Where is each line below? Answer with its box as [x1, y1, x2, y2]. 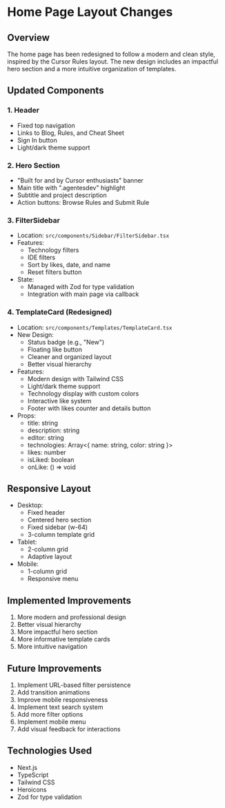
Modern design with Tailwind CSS [27, 374, 124, 383]
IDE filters [27, 253, 56, 261]
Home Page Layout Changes [7, 4, 173, 20]
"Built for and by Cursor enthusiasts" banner [17, 176, 144, 184]
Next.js [17, 763, 38, 771]
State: [17, 275, 35, 284]
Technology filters [27, 246, 79, 255]
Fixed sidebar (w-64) [27, 523, 88, 531]
